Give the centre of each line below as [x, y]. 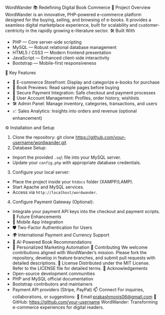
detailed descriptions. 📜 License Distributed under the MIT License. [81, 263]
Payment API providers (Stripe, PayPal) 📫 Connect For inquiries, [78, 290]
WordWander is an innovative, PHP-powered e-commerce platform [74, 15]
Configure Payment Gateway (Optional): [53, 202]
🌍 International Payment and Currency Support [61, 235]
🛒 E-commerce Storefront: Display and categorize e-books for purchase [86, 82]
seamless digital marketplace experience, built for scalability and [71, 25]
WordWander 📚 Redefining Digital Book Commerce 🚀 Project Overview [78, 7]
